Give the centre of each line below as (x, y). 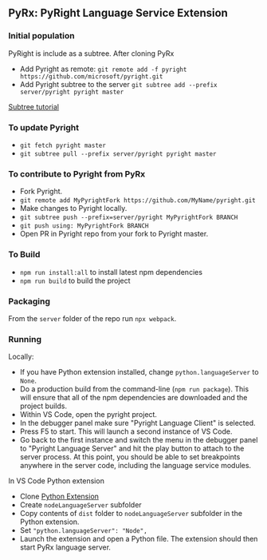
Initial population (41, 36)
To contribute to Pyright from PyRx (77, 173)
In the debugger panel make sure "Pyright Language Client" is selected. (138, 423)
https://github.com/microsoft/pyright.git (91, 76)
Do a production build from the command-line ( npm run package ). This (134, 389)
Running (25, 339)
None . (28, 381)
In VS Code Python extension (57, 481)
